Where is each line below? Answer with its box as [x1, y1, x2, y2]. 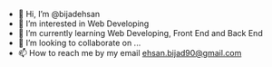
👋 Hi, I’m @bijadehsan [17, 9, 101, 19]
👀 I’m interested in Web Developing [17, 18, 150, 29]
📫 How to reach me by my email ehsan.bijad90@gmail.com [17, 48, 242, 58]
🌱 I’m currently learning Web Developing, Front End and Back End [17, 28, 263, 38]
